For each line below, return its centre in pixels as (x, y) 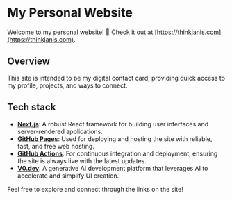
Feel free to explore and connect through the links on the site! (96, 189)
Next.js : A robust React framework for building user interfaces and (113, 124)
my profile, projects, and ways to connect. (67, 85)
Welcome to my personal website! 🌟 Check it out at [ (82, 32)
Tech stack (32, 107)
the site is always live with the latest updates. (82, 160)
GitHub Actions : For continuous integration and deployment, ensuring (117, 153)
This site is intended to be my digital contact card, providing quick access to (116, 78)
